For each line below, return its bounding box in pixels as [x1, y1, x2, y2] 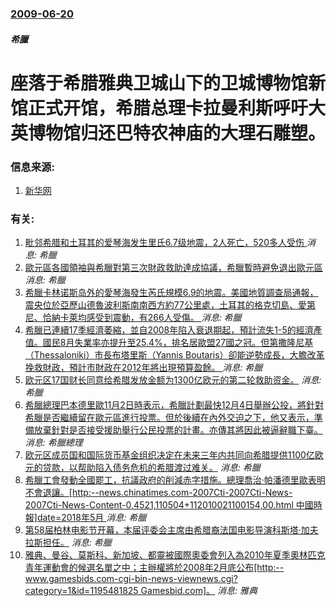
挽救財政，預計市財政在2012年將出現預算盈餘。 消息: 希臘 [24, 362, 263, 374]
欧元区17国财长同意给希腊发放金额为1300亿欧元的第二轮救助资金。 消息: [24, 374, 322, 386]
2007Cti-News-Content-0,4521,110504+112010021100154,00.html [24, 499, 294, 511]
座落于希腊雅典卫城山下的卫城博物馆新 [10, 72, 327, 94]
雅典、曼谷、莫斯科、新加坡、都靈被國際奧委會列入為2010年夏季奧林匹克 [24, 549, 326, 561]
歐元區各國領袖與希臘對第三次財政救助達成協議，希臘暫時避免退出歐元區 [24, 262, 323, 274]
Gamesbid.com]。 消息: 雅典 [140, 585, 258, 597]
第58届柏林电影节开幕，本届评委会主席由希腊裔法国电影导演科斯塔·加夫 [24, 524, 319, 536]
